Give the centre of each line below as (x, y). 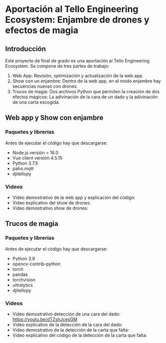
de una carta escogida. (36, 102)
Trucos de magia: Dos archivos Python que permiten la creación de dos (86, 91)
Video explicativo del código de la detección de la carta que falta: (80, 335)
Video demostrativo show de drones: (50, 208)
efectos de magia (42, 30)
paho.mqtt (23, 169)
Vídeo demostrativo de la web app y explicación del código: (74, 197)
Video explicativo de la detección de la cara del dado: (68, 325)
